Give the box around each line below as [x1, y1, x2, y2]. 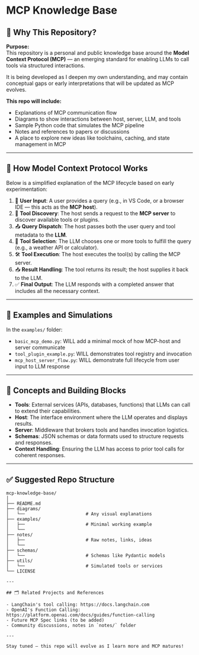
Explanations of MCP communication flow [14, 109, 117, 116]
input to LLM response [14, 363, 70, 370]
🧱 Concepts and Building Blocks [6, 386, 126, 396]
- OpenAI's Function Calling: [6, 607, 81, 613]
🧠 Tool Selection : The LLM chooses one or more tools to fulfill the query [14, 237, 191, 244]
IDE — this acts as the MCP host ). [14, 203, 98, 210]
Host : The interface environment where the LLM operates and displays [14, 414, 188, 421]
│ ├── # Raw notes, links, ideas [6, 537, 152, 543]
